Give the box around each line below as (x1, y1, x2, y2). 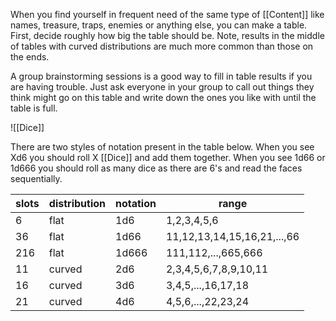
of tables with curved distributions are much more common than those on (10, 40, 314, 52)
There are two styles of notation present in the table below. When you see (10, 141, 315, 153)
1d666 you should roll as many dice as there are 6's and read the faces (10, 162, 303, 174)
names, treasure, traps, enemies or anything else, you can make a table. (10, 19, 308, 31)
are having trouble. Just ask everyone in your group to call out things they (10, 81, 315, 93)
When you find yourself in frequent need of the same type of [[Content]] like (10, 9, 325, 20)
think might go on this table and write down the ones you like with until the (10, 92, 317, 103)
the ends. (10, 51, 50, 63)
